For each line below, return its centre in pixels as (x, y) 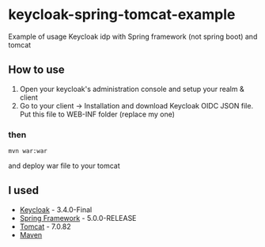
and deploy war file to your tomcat (64, 166)
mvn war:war (28, 151)
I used (24, 190)
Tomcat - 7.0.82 (45, 226)
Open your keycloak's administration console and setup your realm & (132, 89)
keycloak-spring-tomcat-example (122, 15)
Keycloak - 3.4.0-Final (56, 209)
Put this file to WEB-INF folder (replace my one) (97, 114)
